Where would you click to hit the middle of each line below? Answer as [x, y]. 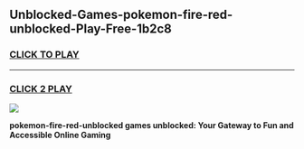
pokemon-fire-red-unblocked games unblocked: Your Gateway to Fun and [152, 125]
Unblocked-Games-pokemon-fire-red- [121, 15]
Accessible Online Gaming [60, 135]
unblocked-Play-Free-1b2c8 [90, 29]
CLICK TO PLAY [44, 55]
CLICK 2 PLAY [41, 88]
